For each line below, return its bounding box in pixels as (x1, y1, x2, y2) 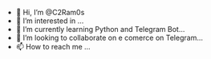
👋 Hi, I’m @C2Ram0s (15, 8, 85, 17)
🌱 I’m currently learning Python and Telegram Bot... (15, 25, 185, 33)
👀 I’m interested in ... (15, 16, 84, 26)
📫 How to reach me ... (15, 42, 91, 51)
